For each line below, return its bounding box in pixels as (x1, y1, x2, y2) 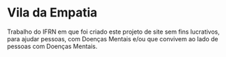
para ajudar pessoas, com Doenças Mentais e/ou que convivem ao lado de (7, 34, 218, 43)
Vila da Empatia (7, 5, 98, 21)
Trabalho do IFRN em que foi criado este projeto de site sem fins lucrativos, (7, 27, 221, 36)
